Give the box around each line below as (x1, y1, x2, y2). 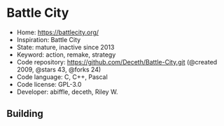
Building (6, 108, 43, 120)
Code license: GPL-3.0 (16, 80, 82, 88)
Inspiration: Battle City (16, 35, 81, 43)
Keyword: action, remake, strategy (16, 50, 116, 59)
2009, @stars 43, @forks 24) (16, 65, 101, 73)
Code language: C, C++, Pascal (16, 72, 108, 81)
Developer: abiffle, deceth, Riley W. (16, 87, 118, 96)
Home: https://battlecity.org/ (16, 28, 99, 36)
